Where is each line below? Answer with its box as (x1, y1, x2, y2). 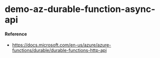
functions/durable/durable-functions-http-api (12, 47, 107, 53)
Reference (5, 31, 27, 37)
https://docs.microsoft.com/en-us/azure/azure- (12, 42, 112, 48)
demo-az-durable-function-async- (5, 3, 155, 15)
